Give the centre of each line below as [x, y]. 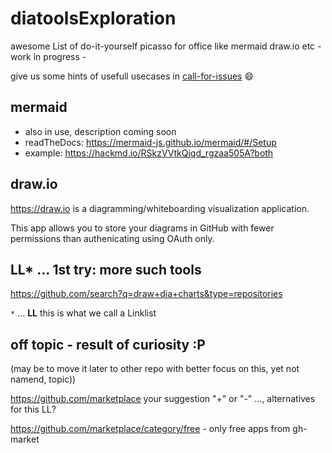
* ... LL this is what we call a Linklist [83, 313]
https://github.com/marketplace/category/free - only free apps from [150, 429]
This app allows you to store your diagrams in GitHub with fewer [142, 228]
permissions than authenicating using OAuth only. [112, 238]
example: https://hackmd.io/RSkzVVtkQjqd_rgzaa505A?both [149, 153]
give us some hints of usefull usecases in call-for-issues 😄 [132, 76]
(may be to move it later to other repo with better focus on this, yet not [155, 369]
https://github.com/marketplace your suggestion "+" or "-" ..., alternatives [163, 399]
